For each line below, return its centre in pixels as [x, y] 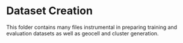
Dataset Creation [50, 11]
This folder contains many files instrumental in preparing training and [92, 27]
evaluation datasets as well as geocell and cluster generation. [82, 33]
